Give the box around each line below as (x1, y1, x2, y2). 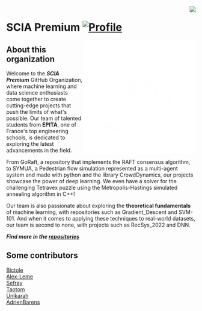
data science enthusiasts (6, 89, 68, 96)
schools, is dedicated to (6, 134, 66, 141)
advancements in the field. (6, 147, 72, 154)
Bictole (6, 266, 23, 274)
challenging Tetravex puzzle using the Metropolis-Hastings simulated (6, 184, 178, 191)
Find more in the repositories (6, 233, 80, 240)
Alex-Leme (6, 272, 34, 280)
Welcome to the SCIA (6, 70, 60, 77)
